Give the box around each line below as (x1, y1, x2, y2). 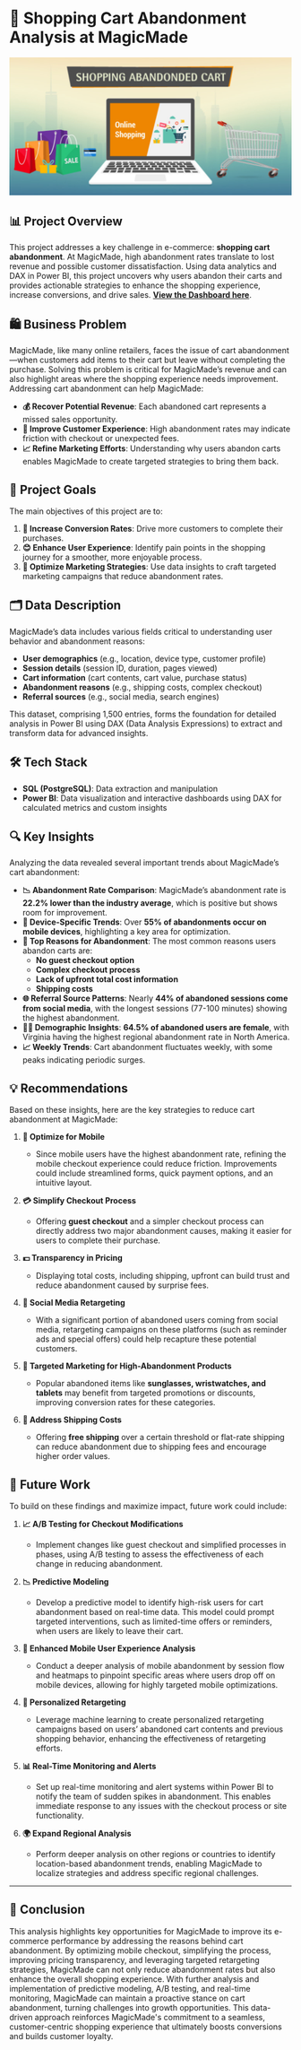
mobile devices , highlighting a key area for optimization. (21, 926, 231, 937)
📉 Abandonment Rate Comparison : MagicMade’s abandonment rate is (21, 885, 287, 896)
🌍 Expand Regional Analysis (21, 1828, 132, 1839)
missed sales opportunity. (21, 414, 118, 425)
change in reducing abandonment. (35, 1559, 163, 1569)
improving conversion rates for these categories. (35, 1397, 216, 1408)
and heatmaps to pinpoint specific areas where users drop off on (35, 1670, 276, 1681)
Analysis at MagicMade (9, 27, 188, 48)
